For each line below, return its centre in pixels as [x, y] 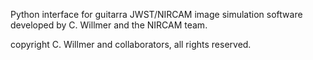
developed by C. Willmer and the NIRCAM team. [109, 25]
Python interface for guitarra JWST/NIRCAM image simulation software [156, 14]
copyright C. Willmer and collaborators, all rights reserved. [131, 44]
